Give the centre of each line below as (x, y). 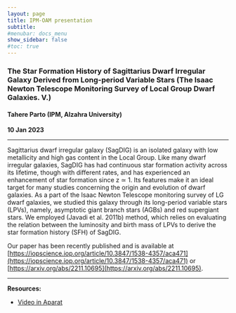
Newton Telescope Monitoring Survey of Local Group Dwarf (111, 89)
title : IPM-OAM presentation (50, 20)
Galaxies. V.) (29, 97)
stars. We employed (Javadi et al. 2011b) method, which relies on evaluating (117, 217)
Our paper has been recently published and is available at (91, 246)
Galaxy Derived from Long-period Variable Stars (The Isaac (110, 79)
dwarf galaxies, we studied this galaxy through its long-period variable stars (117, 203)
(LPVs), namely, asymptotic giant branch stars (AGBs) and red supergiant (113, 210)
